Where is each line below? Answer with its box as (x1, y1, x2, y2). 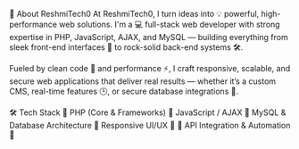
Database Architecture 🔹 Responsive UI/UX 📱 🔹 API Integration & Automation (9, 120, 291, 130)
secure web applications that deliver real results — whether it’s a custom (9, 76, 277, 87)
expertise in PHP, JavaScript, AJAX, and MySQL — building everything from (9, 32, 288, 42)
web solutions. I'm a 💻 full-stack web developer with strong (59, 19, 280, 29)
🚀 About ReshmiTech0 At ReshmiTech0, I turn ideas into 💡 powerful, (9, 9, 260, 19)
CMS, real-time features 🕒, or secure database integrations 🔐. (9, 86, 239, 96)
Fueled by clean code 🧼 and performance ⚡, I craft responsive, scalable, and (9, 63, 291, 73)
